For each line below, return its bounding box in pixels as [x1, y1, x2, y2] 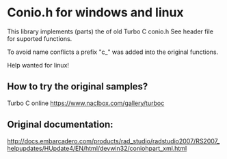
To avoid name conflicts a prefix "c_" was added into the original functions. [7, 48, 219, 56]
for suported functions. [7, 34, 72, 42]
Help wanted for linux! [7, 61, 70, 69]
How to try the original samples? [7, 81, 148, 93]
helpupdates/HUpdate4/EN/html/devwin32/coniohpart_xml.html [7, 144, 187, 152]
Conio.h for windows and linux [7, 5, 184, 20]
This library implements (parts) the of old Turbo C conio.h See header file [7, 27, 214, 35]
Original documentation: [7, 119, 114, 130]
